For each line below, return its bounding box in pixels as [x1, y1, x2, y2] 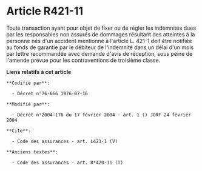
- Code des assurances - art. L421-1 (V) [12, 138, 118, 144]
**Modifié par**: [6, 101, 50, 107]
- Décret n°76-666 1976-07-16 [12, 90, 88, 96]
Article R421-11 [6, 4, 84, 18]
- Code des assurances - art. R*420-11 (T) [12, 159, 123, 166]
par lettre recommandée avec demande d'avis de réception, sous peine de [6, 50, 193, 57]
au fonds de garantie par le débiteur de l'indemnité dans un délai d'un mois [6, 44, 194, 51]
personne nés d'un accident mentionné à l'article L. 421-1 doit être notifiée [6, 37, 192, 44]
